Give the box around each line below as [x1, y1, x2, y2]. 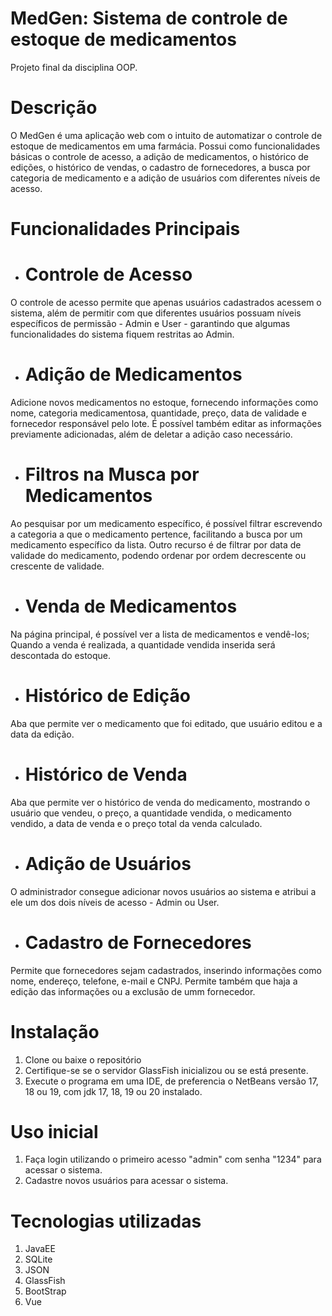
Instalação [10, 1020, 100, 1043]
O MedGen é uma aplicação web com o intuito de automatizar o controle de [10, 129, 323, 141]
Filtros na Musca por [24, 463, 200, 486]
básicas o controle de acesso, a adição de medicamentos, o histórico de [10, 150, 310, 162]
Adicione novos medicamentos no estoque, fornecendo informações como [10, 396, 319, 408]
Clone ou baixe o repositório [24, 1053, 142, 1066]
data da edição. [10, 728, 75, 740]
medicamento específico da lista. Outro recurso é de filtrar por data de [10, 538, 302, 551]
